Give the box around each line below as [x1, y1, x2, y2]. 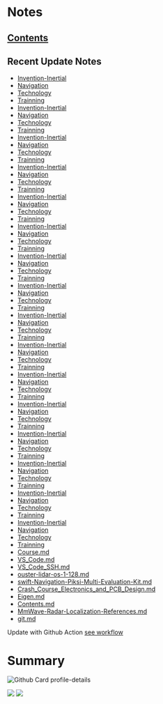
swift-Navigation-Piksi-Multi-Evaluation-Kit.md [17, 578, 152, 586]
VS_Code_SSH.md [17, 563, 70, 572]
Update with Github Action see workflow [7, 628, 123, 636]
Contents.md [17, 600, 55, 609]
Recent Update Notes [7, 55, 102, 67]
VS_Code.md [17, 556, 55, 564]
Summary [7, 652, 65, 668]
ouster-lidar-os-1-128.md [17, 570, 89, 579]
